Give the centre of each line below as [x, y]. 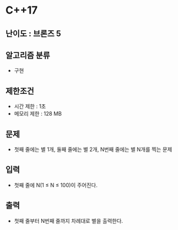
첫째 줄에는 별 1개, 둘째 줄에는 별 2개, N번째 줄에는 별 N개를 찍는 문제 [93, 149]
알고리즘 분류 [28, 55]
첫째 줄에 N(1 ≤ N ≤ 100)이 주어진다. [56, 185]
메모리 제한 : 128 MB [38, 114]
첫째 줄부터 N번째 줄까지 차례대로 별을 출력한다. [68, 221]
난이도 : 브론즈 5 [33, 33]
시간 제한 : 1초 [30, 106]
